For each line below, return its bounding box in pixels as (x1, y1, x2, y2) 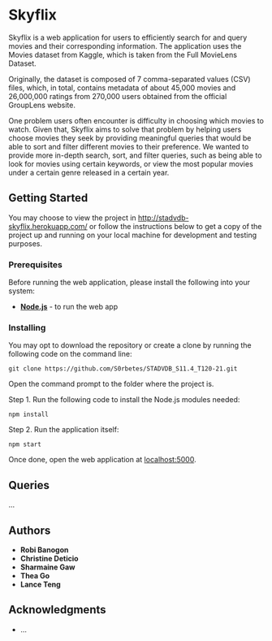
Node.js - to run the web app (19, 302, 119, 312)
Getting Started (8, 191, 89, 205)
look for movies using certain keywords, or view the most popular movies (8, 158, 253, 168)
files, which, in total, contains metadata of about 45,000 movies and (8, 83, 236, 93)
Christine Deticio (19, 553, 79, 563)
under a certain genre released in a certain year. (8, 167, 170, 177)
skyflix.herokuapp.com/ (8, 221, 88, 231)
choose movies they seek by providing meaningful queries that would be (8, 132, 252, 143)
